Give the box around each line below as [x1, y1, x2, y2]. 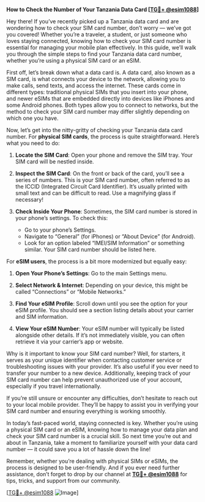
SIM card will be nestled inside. [15, 158, 94, 165]
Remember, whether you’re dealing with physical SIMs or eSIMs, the [6, 458, 179, 465]
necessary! [15, 196, 44, 203]
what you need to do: [6, 139, 60, 147]
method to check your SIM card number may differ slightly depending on [6, 108, 190, 115]
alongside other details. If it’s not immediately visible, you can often [15, 332, 185, 339]
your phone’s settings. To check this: [15, 214, 108, 221]
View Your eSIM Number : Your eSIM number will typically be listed [15, 325, 185, 332]
